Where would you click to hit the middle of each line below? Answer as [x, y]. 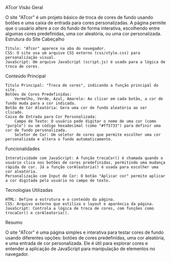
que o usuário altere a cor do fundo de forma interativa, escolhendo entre [82, 28]
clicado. [15, 112]
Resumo [14, 222]
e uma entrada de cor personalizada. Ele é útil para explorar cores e [77, 243]
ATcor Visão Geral [24, 7]
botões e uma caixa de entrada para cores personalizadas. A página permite [86, 23]
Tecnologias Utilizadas [29, 190]
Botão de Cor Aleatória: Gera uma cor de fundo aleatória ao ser [76, 108]
